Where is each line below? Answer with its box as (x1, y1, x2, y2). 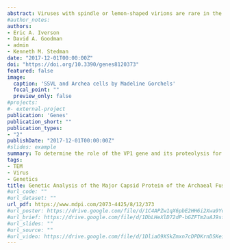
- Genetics (7, 175, 38, 182)
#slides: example (7, 144, 57, 151)
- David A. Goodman (7, 36, 63, 42)
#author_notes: (7, 16, 51, 23)
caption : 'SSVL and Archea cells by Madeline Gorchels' (13, 80, 176, 87)
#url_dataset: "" (7, 195, 57, 202)
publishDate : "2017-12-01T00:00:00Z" (7, 138, 115, 145)
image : (7, 73, 26, 81)
